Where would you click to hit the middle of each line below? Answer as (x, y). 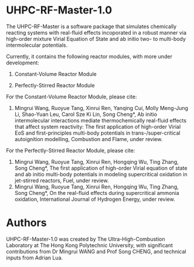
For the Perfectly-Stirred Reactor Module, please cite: (71, 150)
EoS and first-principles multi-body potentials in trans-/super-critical (97, 133)
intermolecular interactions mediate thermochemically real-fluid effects (100, 120)
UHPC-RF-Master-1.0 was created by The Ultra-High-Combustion (86, 239)
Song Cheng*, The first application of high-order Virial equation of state (101, 168)
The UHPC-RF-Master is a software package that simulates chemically (91, 26)
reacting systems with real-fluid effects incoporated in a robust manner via (96, 32)
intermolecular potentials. (37, 45)
